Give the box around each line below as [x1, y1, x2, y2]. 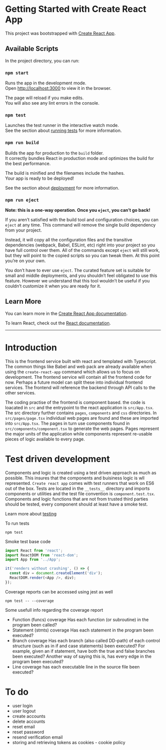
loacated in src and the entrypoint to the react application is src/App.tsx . [5, 404, 154, 410]
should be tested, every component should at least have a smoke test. [5, 501, 148, 507]
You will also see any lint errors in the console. [5, 100, 100, 106]
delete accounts [12, 718, 45, 724]
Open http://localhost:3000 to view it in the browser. [5, 85, 112, 91]
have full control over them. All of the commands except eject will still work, [5, 247, 160, 253]
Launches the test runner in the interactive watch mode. [5, 122, 120, 128]
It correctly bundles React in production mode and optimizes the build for [5, 155, 154, 161]
